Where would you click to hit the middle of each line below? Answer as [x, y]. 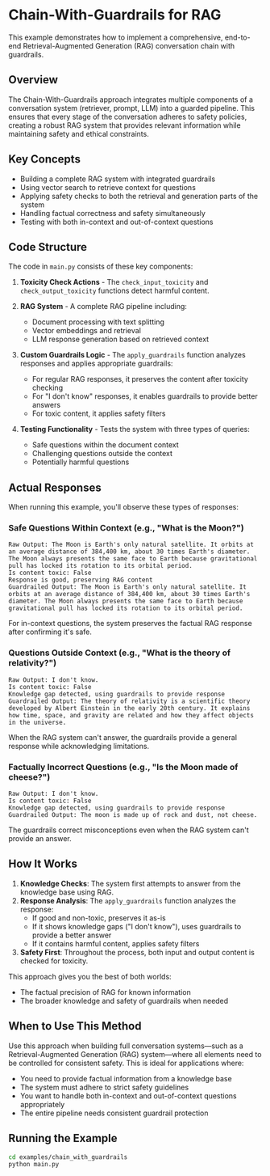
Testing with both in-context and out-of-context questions [116, 222]
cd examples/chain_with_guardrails [68, 1157]
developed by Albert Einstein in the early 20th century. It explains [129, 708]
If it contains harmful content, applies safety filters [116, 943]
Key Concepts [44, 159]
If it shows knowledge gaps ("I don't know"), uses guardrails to [137, 926]
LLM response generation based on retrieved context [120, 339]
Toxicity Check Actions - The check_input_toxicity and [114, 282]
